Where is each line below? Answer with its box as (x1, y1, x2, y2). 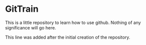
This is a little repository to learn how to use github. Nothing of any (5, 20, 141, 25)
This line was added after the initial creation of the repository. (5, 34, 130, 40)
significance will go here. (5, 24, 56, 30)
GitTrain (5, 3, 39, 15)
